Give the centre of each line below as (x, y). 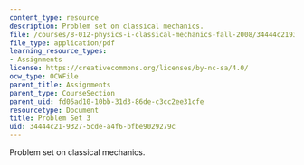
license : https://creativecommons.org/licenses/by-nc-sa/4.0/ (129, 69)
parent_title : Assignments (60, 85)
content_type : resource (54, 18)
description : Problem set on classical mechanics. (107, 26)
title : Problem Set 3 (50, 118)
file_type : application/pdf (62, 43)
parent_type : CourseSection (62, 93)
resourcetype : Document (54, 110)
